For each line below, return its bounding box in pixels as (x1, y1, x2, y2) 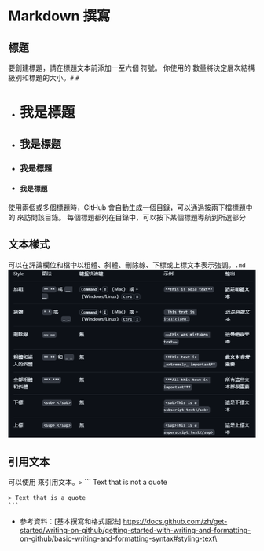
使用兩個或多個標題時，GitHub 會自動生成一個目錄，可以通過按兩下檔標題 (8, 202, 246, 212)
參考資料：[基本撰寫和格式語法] (19, 516, 122, 527)
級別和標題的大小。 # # (8, 73, 80, 83)
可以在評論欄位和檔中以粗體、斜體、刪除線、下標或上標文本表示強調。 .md (8, 260, 246, 270)
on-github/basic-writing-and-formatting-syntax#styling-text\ (19, 534, 218, 543)
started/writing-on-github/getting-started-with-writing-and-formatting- (19, 526, 251, 535)
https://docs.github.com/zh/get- (123, 516, 228, 527)
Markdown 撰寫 (8, 7, 112, 25)
